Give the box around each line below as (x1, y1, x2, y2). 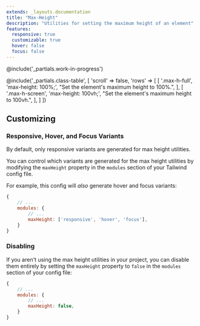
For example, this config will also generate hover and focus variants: (6, 182, 177, 189)
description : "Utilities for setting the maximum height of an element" (6, 20, 194, 26)
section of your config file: (6, 268, 73, 276)
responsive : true (12, 32, 56, 38)
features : (6, 25, 32, 32)
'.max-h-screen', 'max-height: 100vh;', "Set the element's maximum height (6, 89, 192, 97)
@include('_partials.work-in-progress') (6, 65, 104, 72)
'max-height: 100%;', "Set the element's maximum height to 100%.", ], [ (6, 83, 184, 90)
